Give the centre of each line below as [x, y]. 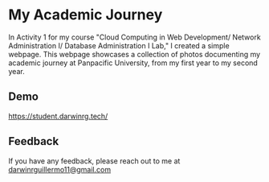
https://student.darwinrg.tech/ [58, 116]
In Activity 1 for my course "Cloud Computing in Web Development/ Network [134, 37]
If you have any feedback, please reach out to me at [94, 161]
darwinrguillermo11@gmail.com [59, 169]
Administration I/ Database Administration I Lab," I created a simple [119, 45]
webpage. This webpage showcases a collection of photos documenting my [134, 54]
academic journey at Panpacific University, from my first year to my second [133, 63]
